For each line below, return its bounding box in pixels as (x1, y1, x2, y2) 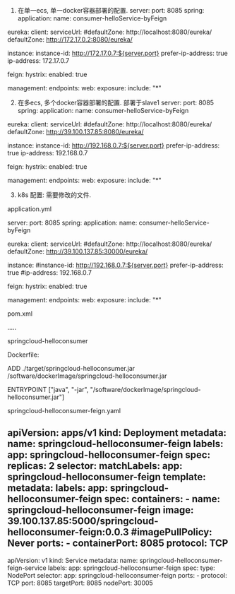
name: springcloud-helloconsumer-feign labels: (7, 438, 224, 450)
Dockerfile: (7, 350, 40, 359)
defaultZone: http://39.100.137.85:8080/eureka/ (7, 128, 144, 136)
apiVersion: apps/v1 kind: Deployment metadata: (7, 427, 227, 439)
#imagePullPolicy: (131, 526, 213, 538)
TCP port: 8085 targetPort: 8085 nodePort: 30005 (7, 578, 153, 587)
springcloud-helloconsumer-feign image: (7, 504, 194, 516)
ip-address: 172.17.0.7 (7, 57, 70, 65)
